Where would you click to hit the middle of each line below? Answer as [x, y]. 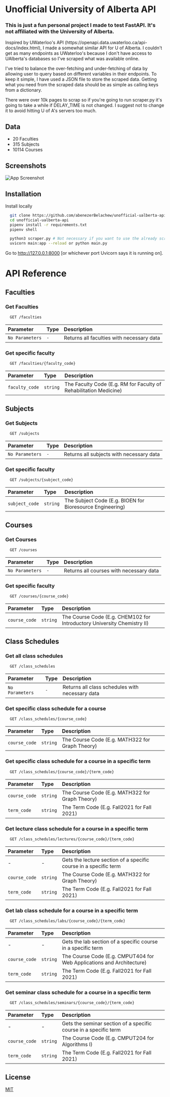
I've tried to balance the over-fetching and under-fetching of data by [76, 68]
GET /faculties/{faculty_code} [43, 364]
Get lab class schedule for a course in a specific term [72, 910]
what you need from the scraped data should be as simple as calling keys [82, 85]
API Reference [36, 274]
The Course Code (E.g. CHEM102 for [106, 617]
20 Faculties [26, 139]
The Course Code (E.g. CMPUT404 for [108, 956]
